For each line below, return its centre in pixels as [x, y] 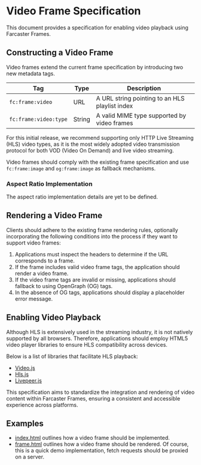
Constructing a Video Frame [60, 53]
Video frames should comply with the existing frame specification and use [98, 162]
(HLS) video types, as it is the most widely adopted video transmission [93, 144]
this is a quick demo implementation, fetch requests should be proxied [101, 451]
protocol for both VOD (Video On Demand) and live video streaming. [90, 150]
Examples [25, 423]
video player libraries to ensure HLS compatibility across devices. [87, 344]
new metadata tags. [31, 74]
